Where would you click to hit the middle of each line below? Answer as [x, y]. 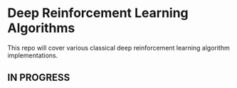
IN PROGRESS [39, 78]
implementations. [33, 55]
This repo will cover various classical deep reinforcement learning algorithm [118, 48]
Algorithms [41, 28]
